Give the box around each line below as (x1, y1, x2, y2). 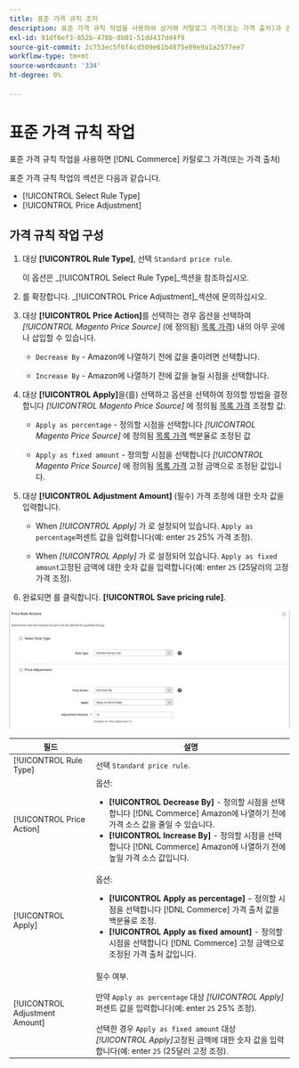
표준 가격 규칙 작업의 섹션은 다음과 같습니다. (9, 172, 162, 183)
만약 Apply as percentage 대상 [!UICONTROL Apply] (95, 991, 285, 1002)
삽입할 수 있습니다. (31, 332, 96, 343)
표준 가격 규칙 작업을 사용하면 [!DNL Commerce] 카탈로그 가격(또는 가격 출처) (9, 153, 280, 164)
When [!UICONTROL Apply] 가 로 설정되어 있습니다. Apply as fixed (35, 550, 278, 561)
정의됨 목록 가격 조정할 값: (195, 400, 287, 411)
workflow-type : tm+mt (9, 52, 90, 61)
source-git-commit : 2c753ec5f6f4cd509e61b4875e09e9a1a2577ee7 (9, 43, 245, 52)
